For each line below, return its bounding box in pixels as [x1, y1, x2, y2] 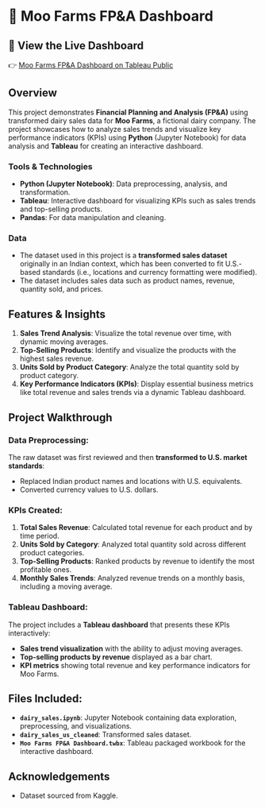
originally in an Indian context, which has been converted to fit [19, 259, 224, 269]
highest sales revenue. [19, 354, 94, 364]
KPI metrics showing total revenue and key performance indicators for [19, 660, 252, 670]
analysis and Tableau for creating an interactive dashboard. [8, 141, 204, 150]
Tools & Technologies [8, 160, 93, 172]
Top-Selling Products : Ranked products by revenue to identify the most [19, 556, 255, 566]
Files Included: [8, 691, 83, 706]
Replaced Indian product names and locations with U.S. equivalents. [19, 476, 243, 485]
